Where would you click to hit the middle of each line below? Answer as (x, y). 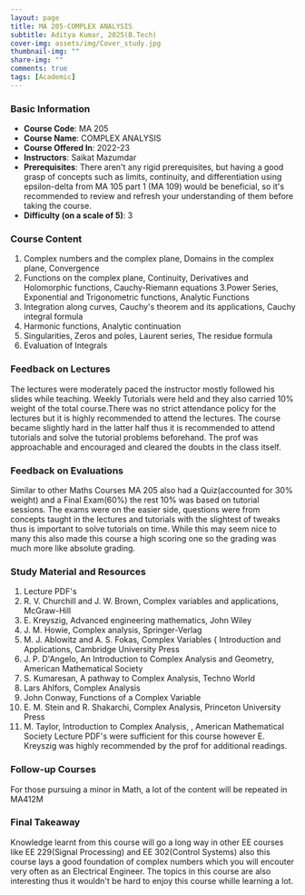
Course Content (46, 239)
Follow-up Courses (53, 770)
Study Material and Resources (78, 572)
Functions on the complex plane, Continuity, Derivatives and (136, 278)
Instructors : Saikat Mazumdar (80, 158)
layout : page (35, 18)
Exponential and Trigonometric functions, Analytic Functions (137, 297)
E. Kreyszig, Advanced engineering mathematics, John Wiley (138, 621)
